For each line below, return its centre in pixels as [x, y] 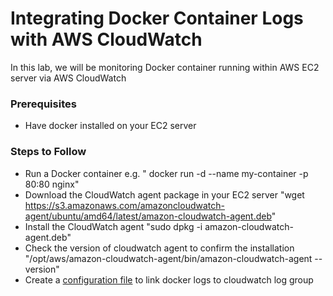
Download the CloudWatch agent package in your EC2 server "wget [164, 194]
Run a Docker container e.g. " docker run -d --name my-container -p [166, 173]
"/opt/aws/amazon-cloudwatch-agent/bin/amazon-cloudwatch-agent [168, 258]
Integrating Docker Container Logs [157, 18]
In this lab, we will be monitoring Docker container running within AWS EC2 [165, 67]
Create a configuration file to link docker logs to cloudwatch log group [169, 279]
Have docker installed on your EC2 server [110, 126]
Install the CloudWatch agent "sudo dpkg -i [113, 226]
